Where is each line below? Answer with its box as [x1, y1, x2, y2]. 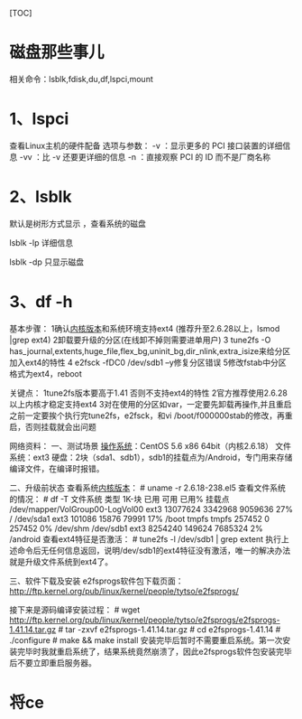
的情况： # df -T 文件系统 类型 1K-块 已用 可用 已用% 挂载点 [9, 493, 230, 504]
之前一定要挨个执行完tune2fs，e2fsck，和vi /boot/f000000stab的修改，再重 [9, 410, 293, 421]
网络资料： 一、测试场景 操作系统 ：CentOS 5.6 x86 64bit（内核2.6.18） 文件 [9, 440, 291, 451]
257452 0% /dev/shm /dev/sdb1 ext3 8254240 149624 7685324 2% [9, 523, 263, 534]
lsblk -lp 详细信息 [9, 237, 74, 247]
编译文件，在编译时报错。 [9, 462, 105, 473]
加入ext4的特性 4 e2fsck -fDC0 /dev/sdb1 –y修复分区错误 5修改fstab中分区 [9, 357, 287, 368]
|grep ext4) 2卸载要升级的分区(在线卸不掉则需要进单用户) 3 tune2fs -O [9, 334, 271, 345]
